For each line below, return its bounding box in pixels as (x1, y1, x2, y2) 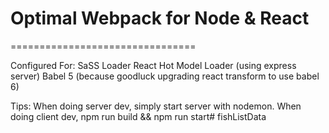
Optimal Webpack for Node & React (10, 7, 310, 30)
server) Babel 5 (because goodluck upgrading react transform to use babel (10, 70, 320, 82)
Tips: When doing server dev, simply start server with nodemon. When (10, 100, 302, 112)
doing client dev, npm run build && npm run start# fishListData (10, 110, 267, 122)
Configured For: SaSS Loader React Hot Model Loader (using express (10, 59, 297, 71)
